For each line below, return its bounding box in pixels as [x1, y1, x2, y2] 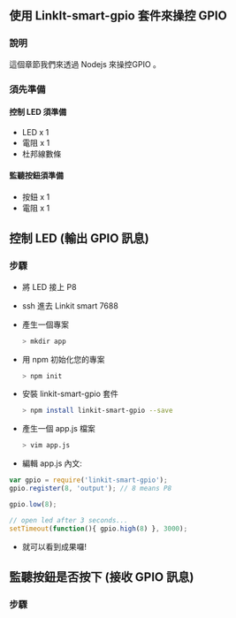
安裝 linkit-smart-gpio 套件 [21, 388, 119, 400]
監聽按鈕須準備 [9, 171, 64, 181]
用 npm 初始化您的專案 [21, 354, 105, 364]
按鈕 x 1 [21, 192, 50, 202]
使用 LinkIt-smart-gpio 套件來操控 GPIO [9, 8, 227, 24]
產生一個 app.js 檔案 [21, 423, 95, 434]
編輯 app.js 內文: [21, 458, 82, 469]
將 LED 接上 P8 [21, 281, 77, 292]
